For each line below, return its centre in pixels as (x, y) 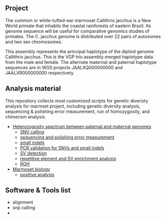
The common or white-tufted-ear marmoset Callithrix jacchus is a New (78, 20)
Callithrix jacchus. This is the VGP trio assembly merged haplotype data (79, 57)
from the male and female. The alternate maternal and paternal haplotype (81, 62)
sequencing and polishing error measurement (67, 137)
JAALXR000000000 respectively (39, 73)
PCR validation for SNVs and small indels (62, 148)
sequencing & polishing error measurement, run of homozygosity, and (77, 111)
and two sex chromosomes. (34, 42)
